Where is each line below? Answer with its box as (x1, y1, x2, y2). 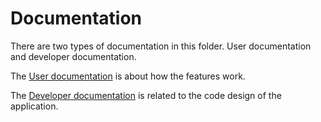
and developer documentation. (10, 50, 137, 62)
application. (10, 100, 59, 112)
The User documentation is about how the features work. (10, 70, 246, 82)
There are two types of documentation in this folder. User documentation (10, 40, 312, 52)
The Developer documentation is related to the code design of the (10, 89, 282, 101)
